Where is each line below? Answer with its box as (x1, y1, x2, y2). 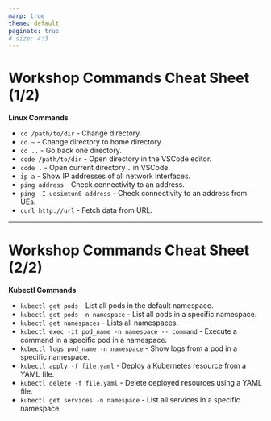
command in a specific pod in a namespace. (19, 336, 168, 345)
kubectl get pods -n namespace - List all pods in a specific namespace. (19, 310, 257, 319)
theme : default (8, 19, 60, 27)
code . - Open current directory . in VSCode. (19, 163, 171, 173)
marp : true (8, 11, 45, 20)
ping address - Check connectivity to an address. (19, 180, 186, 190)
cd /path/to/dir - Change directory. (19, 128, 142, 138)
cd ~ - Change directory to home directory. (19, 137, 163, 147)
